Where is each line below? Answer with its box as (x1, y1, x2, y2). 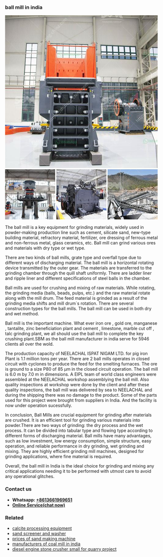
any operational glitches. (5, 473, 55, 479)
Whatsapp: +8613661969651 (12, 497, 72, 503)
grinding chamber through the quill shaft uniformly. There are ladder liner (5, 270, 152, 276)
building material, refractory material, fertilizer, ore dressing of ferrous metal (5, 235, 158, 241)
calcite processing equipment (12, 525, 72, 531)
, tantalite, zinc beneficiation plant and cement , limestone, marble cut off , (5, 326, 155, 332)
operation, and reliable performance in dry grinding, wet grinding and (5, 443, 144, 449)
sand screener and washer (12, 530, 66, 536)
